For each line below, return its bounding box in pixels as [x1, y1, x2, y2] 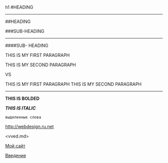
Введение [5, 153, 26, 159]
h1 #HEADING [5, 4, 33, 10]
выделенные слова [5, 115, 41, 120]
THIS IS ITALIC [5, 105, 36, 111]
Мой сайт [5, 143, 26, 149]
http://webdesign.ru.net [5, 124, 54, 129]
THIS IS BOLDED [5, 96, 40, 101]
